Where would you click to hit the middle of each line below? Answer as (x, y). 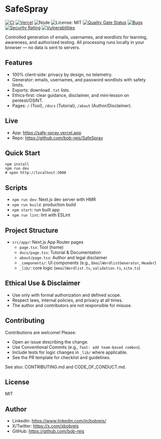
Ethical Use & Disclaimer (43, 283)
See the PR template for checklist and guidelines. (61, 357)
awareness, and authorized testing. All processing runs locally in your (75, 42)
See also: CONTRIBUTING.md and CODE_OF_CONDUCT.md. (66, 367)
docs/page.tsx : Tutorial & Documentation (60, 252)
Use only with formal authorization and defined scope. (67, 295)
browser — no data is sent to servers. (43, 47)
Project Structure (32, 230)
